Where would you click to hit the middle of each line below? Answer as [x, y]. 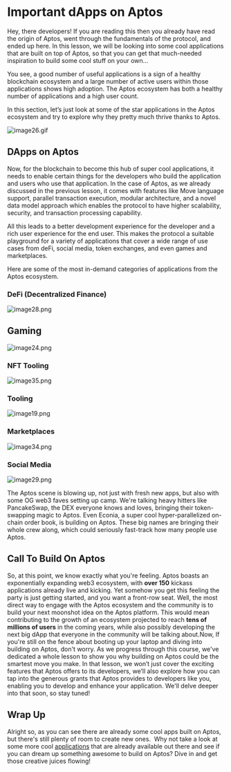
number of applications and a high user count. [73, 96]
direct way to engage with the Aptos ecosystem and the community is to [110, 605]
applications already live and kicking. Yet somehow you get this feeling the [113, 590]
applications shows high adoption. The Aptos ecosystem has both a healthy [115, 89]
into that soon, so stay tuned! [49, 693]
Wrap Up [27, 715]
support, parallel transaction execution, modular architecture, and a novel [112, 198]
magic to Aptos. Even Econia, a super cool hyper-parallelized [124, 515]
